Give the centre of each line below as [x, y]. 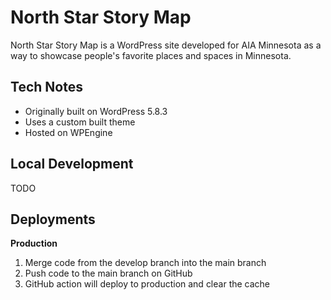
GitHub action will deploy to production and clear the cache [147, 284]
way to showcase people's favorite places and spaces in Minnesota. [151, 55]
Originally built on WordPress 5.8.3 [96, 111]
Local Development [72, 164]
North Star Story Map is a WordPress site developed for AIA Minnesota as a [166, 45]
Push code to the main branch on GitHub [108, 273]
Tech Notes [46, 87]
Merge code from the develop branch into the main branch [145, 263]
